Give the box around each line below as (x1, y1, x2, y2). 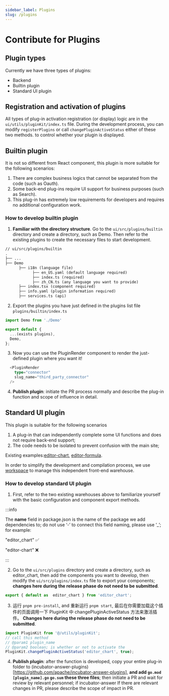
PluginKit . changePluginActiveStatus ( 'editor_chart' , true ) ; (5, 650, 135, 655)
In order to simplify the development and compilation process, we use (5, 462, 150, 468)
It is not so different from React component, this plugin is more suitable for (5, 160, 160, 166)
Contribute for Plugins (5, 34, 100, 45)
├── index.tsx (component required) (18, 284, 96, 289)
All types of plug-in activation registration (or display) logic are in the (5, 116, 148, 122)
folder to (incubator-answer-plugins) (12, 664, 89, 670)
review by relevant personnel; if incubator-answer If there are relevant (12, 680, 158, 686)
